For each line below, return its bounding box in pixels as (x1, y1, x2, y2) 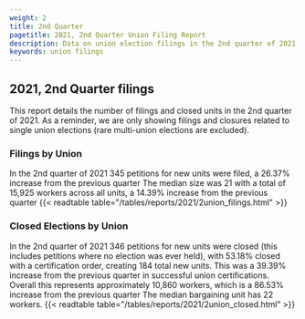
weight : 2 (9, 13, 47, 23)
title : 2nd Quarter (9, 22, 84, 31)
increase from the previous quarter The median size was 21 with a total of (9, 178, 286, 189)
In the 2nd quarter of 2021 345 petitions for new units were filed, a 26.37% (9, 168, 290, 179)
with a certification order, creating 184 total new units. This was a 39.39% (9, 260, 287, 271)
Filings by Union (9, 147, 83, 159)
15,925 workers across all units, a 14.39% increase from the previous (9, 188, 268, 199)
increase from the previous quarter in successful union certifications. (9, 270, 269, 281)
